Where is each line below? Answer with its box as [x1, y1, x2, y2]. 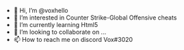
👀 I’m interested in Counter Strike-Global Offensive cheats [13, 14, 177, 22]
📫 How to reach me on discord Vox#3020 [13, 36, 133, 43]
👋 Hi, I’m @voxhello [13, 7, 68, 14]
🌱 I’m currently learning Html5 [13, 21, 98, 28]
